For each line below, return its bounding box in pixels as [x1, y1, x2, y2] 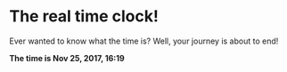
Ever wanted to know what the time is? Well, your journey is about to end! [9, 36, 279, 46]
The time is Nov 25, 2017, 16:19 [9, 52, 125, 63]
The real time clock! [9, 6, 159, 27]
